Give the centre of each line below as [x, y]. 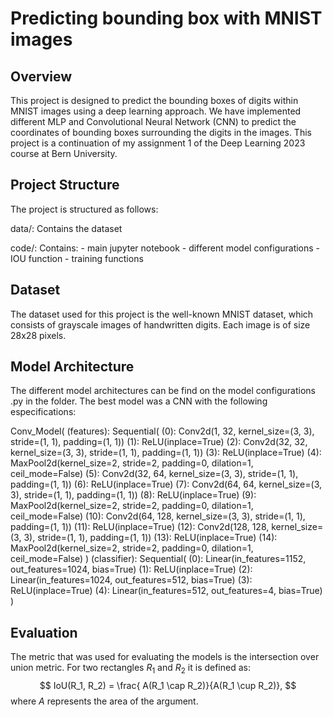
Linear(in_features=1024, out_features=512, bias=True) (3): [131, 580]
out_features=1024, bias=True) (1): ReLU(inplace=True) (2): [131, 569]
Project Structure [65, 185]
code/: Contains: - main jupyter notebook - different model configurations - [165, 248]
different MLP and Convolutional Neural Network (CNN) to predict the [153, 121]
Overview [41, 76]
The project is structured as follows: [84, 209]
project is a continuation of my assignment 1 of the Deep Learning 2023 [158, 143]
